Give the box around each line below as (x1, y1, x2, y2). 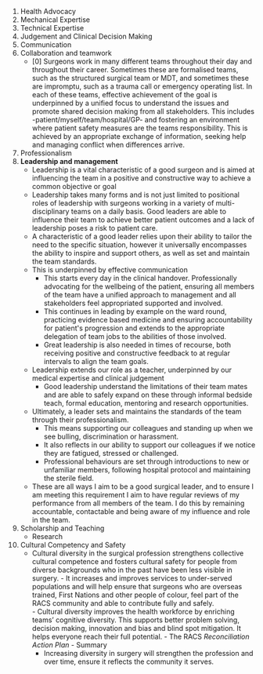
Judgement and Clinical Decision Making (20, 31, 153, 41)
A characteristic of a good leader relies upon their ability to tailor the (31, 231, 253, 241)
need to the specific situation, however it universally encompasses (31, 240, 247, 250)
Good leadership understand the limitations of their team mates (43, 382, 248, 391)
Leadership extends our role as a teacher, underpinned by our (31, 365, 232, 374)
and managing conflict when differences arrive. (31, 140, 185, 149)
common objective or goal (31, 182, 117, 191)
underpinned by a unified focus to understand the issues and (31, 98, 229, 107)
